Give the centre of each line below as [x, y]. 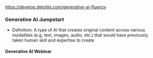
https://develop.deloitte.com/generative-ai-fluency [56, 7]
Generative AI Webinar [28, 51]
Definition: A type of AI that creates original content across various [78, 30]
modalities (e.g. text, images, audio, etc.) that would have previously [80, 35]
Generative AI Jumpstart [35, 19]
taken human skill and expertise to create [53, 40]
